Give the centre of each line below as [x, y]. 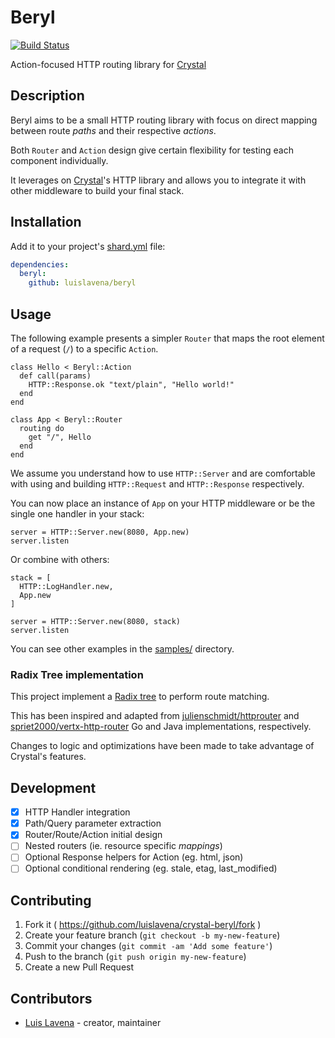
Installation [46, 222]
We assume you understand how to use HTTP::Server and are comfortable [163, 473]
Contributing [51, 900]
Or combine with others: [60, 559]
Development [53, 787]
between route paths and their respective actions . [113, 130]
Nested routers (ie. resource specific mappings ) [123, 846]
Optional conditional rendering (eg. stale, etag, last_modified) [151, 868]
